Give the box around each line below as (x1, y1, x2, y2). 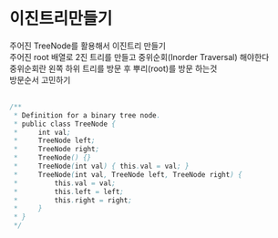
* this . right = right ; (13, 195, 132, 205)
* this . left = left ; (13, 187, 125, 196)
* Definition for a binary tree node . (13, 110, 161, 119)
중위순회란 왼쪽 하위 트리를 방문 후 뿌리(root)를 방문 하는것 (9, 63, 218, 74)
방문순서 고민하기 (9, 74, 71, 85)
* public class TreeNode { (13, 119, 117, 129)
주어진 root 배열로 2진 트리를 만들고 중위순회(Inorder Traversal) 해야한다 (9, 51, 270, 62)
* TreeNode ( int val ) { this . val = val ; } (13, 161, 190, 171)
